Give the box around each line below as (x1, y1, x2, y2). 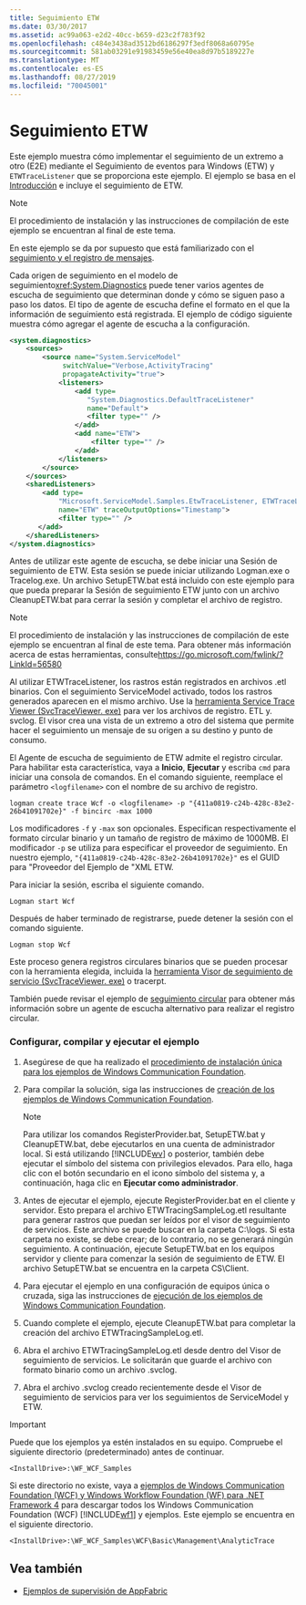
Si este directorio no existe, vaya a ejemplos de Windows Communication (9, 1479, 285, 1491)
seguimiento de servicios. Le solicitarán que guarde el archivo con (22, 1354, 272, 1365)
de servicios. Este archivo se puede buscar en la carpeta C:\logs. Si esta (22, 1224, 296, 1235)
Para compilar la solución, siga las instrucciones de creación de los (22, 1083, 275, 1094)
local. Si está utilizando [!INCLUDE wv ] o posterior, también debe (22, 1148, 265, 1159)
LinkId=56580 (9, 658, 62, 670)
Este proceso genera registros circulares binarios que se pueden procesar (9, 957, 289, 968)
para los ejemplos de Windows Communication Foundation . (22, 1066, 247, 1077)
